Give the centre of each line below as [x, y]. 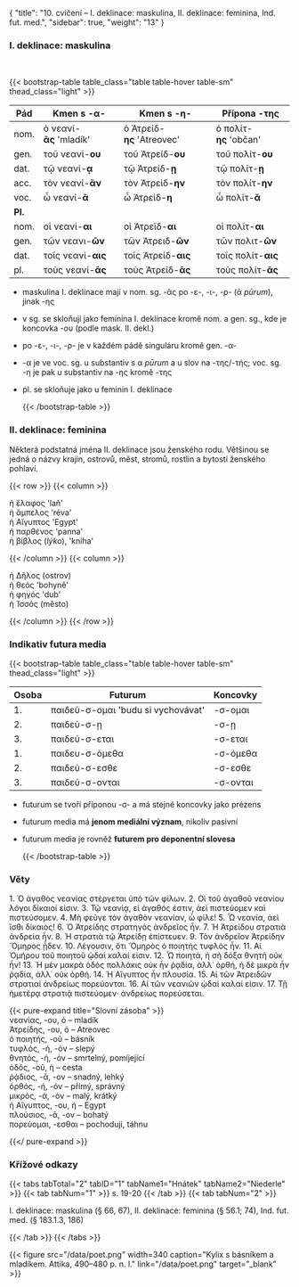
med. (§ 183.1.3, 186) [47, 1220]
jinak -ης [38, 301]
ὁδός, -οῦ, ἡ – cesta [46, 1068]
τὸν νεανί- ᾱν [73, 184]
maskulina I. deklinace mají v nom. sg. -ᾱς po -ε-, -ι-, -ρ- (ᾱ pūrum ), [147, 292]
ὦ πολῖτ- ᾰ [238, 198]
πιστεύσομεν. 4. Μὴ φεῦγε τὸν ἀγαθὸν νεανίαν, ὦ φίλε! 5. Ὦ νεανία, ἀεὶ [144, 918]
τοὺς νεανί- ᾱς [75, 270]
